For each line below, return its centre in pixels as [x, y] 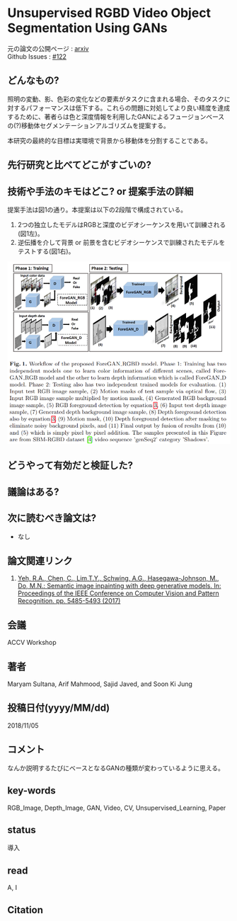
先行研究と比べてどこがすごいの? [80, 165]
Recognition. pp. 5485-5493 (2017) [69, 601]
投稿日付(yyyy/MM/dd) [59, 708]
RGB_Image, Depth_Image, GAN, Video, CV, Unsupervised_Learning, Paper [117, 808]
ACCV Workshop [32, 643]
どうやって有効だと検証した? [70, 465]
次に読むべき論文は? [52, 518]
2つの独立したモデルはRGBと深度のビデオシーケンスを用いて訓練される [122, 224]
